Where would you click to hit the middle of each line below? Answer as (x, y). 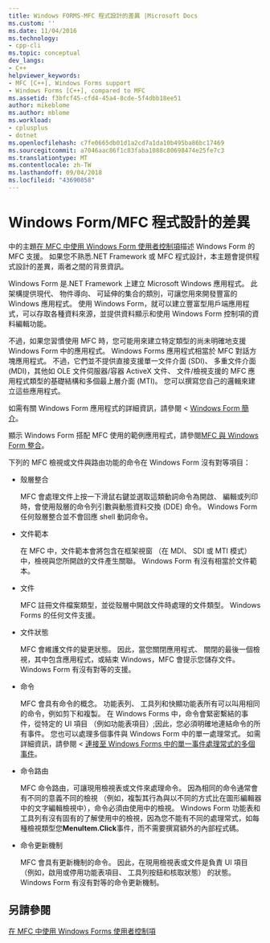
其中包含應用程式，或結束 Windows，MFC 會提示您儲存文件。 (137, 659)
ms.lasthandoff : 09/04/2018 (55, 173)
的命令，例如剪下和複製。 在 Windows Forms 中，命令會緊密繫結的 (131, 713)
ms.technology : (34, 38)
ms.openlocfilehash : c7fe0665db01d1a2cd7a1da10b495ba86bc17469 (117, 143)
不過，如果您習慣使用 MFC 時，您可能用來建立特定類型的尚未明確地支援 (127, 340)
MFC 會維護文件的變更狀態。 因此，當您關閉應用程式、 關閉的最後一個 (136, 649)
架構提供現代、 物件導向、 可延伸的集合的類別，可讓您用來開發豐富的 (123, 293)
